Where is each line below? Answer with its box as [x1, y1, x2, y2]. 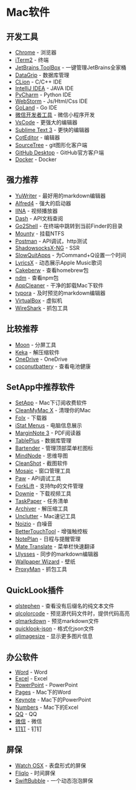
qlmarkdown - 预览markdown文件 [15, 617, 99, 625]
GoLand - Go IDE [15, 104, 57, 111]
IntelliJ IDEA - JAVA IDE [15, 85, 74, 91]
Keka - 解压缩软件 [15, 349, 60, 356]
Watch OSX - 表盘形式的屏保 [15, 762, 86, 769]
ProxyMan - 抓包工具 [15, 565, 68, 573]
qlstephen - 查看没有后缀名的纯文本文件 [15, 602, 115, 610]
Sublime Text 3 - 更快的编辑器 [15, 127, 89, 133]
